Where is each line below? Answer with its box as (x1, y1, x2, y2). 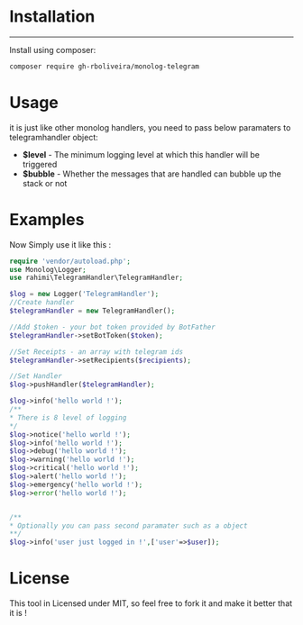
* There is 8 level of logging (9, 412, 127, 422)
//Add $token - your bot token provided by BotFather (9, 322, 216, 331)
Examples (9, 209, 85, 230)
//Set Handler (9, 372, 63, 381)
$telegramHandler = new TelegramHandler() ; (9, 306, 176, 316)
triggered (22, 159, 58, 169)
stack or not (22, 177, 68, 188)
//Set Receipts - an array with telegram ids (9, 347, 183, 357)
